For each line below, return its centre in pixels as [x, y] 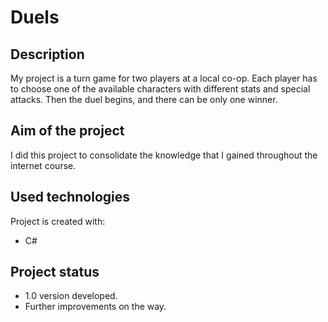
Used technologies [70, 197]
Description [47, 54]
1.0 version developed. [71, 296]
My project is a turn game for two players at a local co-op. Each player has [164, 78]
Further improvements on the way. [95, 307]
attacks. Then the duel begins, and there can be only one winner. [144, 99]
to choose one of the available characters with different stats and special [160, 89]
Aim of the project [67, 131]
